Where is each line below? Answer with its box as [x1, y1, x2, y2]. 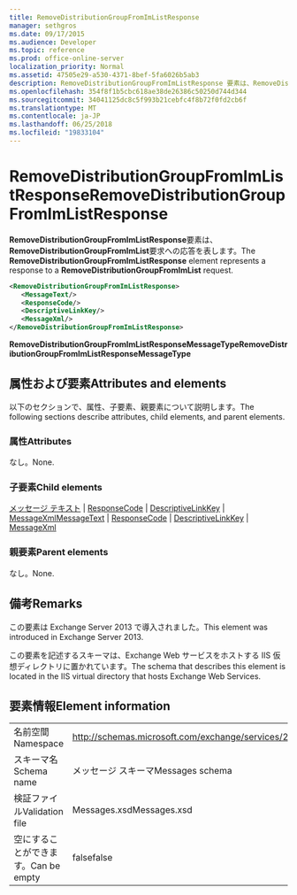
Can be [30, 860, 60, 872]
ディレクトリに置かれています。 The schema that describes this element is [16, 660, 286, 671]
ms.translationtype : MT [9, 104, 97, 112]
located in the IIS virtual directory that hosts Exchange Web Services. [9, 670, 262, 682]
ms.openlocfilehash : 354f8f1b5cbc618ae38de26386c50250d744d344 [9, 87, 247, 96]
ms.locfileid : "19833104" [9, 128, 104, 137]
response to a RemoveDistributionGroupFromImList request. [9, 265, 234, 275]
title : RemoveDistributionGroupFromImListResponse [9, 12, 200, 22]
